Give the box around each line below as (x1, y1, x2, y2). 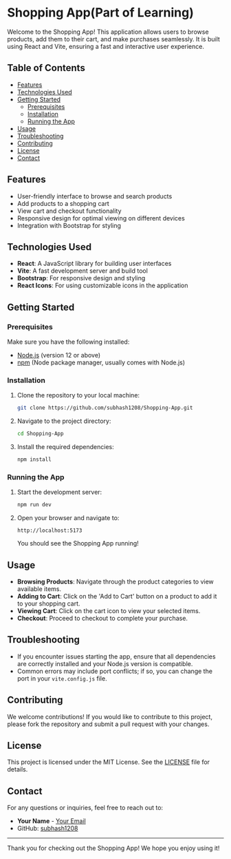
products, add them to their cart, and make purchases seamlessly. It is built (7, 34, 220, 43)
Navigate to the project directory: (16, 417, 111, 425)
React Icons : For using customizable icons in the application (16, 281, 188, 290)
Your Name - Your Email (16, 817, 86, 825)
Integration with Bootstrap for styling (16, 221, 122, 229)
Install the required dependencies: (16, 443, 115, 451)
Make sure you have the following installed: (7, 338, 130, 346)
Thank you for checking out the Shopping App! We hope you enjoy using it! (7, 844, 220, 852)
